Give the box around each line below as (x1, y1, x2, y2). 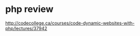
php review (5, 3, 53, 15)
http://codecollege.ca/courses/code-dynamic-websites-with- (5, 20, 135, 26)
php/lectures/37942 (5, 25, 47, 31)
